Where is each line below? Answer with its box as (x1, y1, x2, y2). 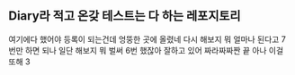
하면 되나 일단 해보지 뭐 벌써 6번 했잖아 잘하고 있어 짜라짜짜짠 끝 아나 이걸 (24, 45, 284, 55)
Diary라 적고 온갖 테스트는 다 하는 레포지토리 (8, 8, 241, 24)
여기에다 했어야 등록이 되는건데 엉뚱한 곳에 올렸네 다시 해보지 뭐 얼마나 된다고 (8, 34, 280, 45)
